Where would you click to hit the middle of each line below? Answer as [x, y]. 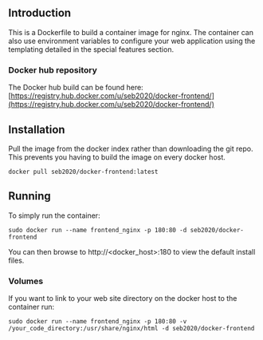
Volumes [26, 281]
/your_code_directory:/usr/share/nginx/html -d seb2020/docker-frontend [131, 329]
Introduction [40, 13]
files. [16, 260]
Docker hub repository [53, 69]
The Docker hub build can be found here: [76, 88]
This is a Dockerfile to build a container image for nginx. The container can [131, 32]
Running [30, 196]
